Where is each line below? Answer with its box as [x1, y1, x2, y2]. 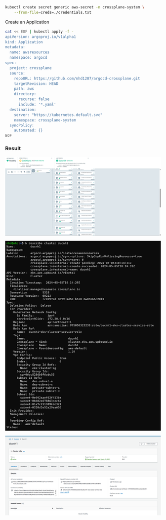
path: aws [14, 86, 35, 91]
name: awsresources [9, 50, 50, 55]
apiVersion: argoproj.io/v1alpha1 [5, 34, 77, 39]
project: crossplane [9, 65, 52, 71]
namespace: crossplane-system [14, 118, 77, 122]
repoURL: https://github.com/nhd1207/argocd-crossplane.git [14, 76, 140, 81]
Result [5, 145, 21, 152]
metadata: [5, 44, 26, 50]
